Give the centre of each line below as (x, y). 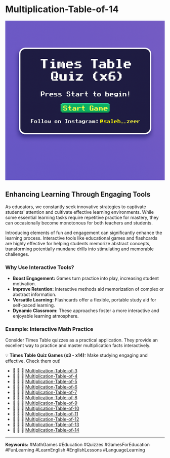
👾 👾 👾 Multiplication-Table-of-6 (45, 387)
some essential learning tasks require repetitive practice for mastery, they (82, 217)
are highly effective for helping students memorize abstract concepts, (78, 243)
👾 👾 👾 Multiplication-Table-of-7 (45, 392)
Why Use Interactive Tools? (40, 267)
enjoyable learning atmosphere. (46, 316)
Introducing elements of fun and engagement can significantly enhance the (84, 233)
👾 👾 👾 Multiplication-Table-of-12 (46, 419)
